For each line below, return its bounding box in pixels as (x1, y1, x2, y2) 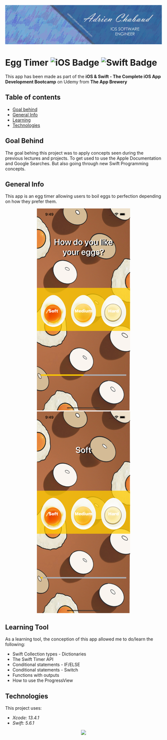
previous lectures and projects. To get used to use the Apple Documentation (5, 155, 162, 161)
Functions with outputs (12, 672, 60, 678)
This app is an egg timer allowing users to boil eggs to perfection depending (5, 193, 162, 199)
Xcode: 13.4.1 (12, 715, 40, 721)
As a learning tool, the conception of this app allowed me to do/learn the (5, 636, 153, 642)
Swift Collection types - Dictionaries (12, 651, 86, 657)
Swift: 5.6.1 (12, 720, 35, 726)
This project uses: (5, 705, 42, 711)
